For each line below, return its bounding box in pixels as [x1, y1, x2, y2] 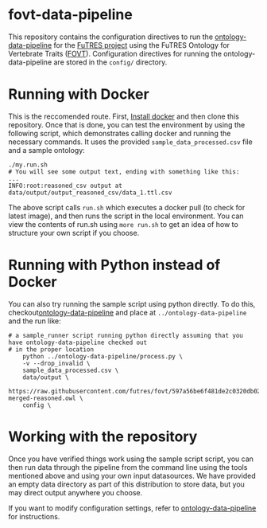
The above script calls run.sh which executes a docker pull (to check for [8, 202, 246, 212]
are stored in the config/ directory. [53, 57, 168, 67]
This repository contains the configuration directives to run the [8, 32, 213, 41]
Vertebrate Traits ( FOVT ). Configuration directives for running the [8, 49, 222, 58]
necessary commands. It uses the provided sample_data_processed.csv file [8, 137, 253, 147]
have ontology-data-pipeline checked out [8, 338, 148, 346]
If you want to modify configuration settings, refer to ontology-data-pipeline [8, 503, 257, 513]
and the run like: [8, 316, 61, 326]
